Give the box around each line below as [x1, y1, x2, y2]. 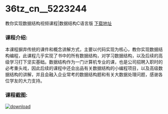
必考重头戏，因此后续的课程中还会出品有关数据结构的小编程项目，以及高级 [5, 65, 158, 71]
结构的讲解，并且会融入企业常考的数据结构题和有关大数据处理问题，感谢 [9, 71, 158, 78]
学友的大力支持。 [9, 78, 45, 84]
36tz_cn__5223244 [5, 3, 87, 15]
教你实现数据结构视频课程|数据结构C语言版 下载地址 [5, 20, 112, 26]
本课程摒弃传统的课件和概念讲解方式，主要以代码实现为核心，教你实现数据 [5, 46, 158, 53]
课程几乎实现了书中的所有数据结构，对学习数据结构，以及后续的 [26, 53, 158, 59]
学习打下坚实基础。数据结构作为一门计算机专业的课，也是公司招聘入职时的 [9, 59, 163, 65]
